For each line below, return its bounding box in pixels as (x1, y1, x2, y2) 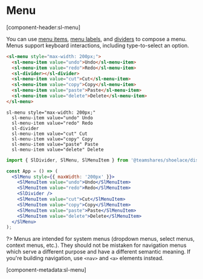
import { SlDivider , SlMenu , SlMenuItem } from (6, 157, 129, 163)
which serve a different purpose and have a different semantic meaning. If (6, 248, 191, 255)
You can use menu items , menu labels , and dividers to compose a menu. (6, 35, 187, 42)
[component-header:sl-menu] (6, 24, 80, 31)
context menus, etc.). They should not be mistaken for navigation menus (6, 241, 187, 249)
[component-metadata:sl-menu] (6, 266, 86, 274)
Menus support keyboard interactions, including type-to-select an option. (6, 42, 189, 49)
